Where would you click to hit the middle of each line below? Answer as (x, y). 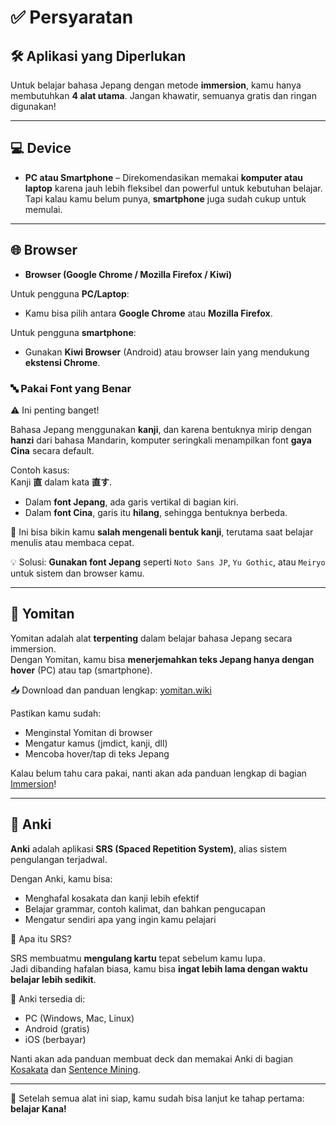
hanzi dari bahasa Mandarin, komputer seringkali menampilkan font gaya (161, 440)
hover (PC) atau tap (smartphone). (81, 670)
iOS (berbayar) (55, 1039)
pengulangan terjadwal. (59, 859)
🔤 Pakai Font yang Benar (71, 388)
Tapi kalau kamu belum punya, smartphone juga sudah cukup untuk (165, 198)
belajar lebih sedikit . (53, 979)
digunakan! (33, 106)
